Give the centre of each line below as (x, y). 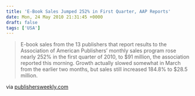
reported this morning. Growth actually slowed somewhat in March (100, 63)
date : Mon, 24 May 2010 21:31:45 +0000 (55, 17)
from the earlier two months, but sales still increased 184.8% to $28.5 (104, 69)
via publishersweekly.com (37, 87)
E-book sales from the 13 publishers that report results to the (93, 44)
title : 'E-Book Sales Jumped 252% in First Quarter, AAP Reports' (88, 11)
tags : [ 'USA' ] (23, 28)
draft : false (22, 22)
